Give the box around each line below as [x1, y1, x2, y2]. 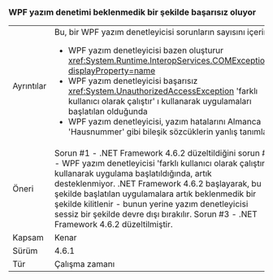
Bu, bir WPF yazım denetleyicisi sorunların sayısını [54, 27, 245, 38]
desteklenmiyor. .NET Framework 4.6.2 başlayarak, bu [54, 178, 262, 190]
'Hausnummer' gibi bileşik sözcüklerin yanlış [67, 126, 238, 138]
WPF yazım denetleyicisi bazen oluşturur [67, 45, 224, 56]
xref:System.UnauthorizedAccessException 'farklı [67, 85, 258, 97]
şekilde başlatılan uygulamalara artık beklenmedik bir [54, 188, 257, 199]
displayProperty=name [67, 65, 156, 77]
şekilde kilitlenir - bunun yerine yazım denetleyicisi [54, 199, 249, 210]
